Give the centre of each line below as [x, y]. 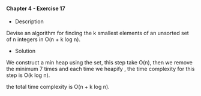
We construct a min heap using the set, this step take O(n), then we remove [100, 63]
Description [29, 21]
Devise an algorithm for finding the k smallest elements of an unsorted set [97, 33]
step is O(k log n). [28, 75]
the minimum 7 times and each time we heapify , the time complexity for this [100, 69]
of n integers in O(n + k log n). [43, 39]
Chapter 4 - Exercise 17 [36, 8]
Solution [25, 51]
